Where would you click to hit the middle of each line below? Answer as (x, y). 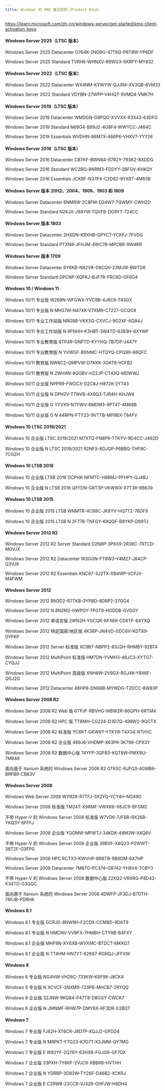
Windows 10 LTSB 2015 (29, 499)
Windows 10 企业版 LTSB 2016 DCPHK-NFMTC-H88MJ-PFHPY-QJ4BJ (77, 477)
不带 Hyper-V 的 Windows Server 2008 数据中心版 (56, 878)
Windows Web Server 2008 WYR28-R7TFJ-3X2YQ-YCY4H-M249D (73, 796)
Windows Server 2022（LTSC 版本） (43, 73)
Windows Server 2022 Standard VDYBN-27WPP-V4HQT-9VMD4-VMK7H (79, 95)
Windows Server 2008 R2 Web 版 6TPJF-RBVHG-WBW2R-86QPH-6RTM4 (81, 711)
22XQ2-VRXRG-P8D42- (132, 878)
